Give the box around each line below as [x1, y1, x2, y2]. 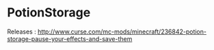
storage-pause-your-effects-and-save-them [7, 34, 133, 42]
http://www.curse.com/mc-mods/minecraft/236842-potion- [37, 27, 207, 36]
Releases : [7, 27, 36, 36]
